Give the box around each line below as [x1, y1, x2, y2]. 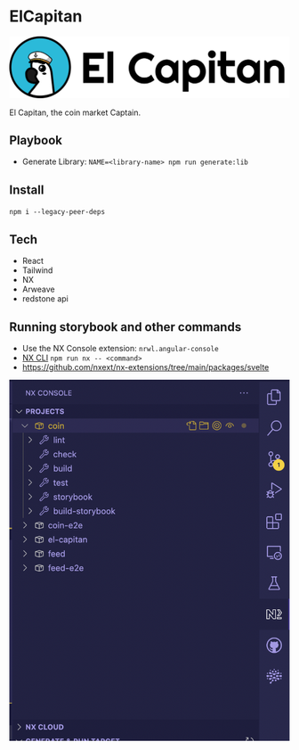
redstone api [21, 293, 69, 304]
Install [9, 182, 44, 197]
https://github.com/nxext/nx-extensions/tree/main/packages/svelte [21, 361, 270, 372]
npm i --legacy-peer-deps [9, 208, 105, 217]
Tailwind [21, 265, 53, 276]
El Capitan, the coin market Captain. [9, 107, 141, 118]
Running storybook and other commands [9, 319, 242, 334]
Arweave [21, 284, 55, 295]
